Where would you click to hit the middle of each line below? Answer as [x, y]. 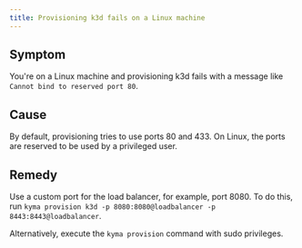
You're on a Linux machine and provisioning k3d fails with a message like [146, 76]
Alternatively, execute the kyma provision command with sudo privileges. [146, 233]
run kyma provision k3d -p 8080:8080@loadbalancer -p [113, 206]
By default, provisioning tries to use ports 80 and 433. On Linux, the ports [147, 136]
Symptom [38, 55]
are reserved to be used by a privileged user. [93, 146]
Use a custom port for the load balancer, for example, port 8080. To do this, [151, 197]
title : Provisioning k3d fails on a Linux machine [107, 18]
